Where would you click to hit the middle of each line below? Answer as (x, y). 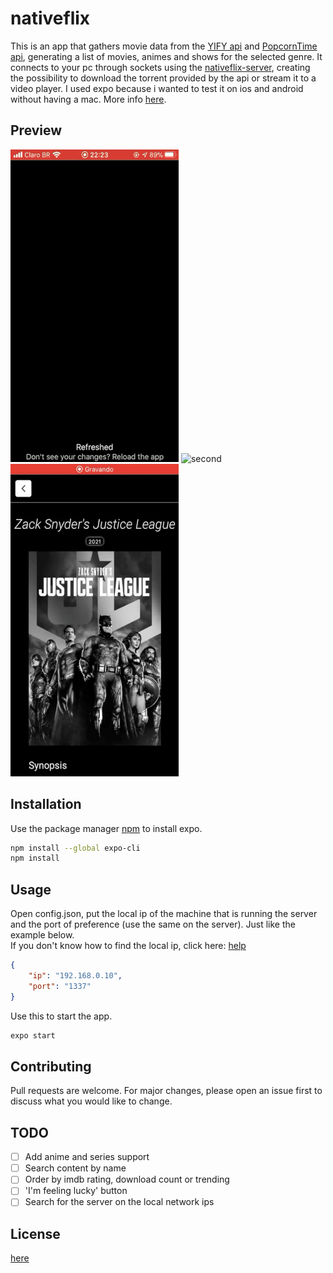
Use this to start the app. (61, 1016)
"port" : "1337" (60, 986)
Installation (46, 804)
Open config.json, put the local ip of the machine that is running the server (164, 914)
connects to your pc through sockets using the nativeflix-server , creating (160, 67)
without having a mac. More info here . (88, 99)
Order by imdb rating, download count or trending (127, 1179)
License (35, 1233)
